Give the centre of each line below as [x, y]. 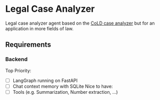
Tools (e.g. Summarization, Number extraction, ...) [65, 92]
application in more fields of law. [40, 28]
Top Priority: [18, 70]
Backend [17, 59]
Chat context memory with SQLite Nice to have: [63, 86]
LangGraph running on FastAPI [45, 81]
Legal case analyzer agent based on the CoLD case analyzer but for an [80, 23]
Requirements [28, 45]
